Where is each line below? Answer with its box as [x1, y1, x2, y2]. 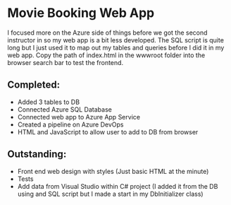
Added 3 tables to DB [17, 98, 80, 106]
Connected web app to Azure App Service [17, 112, 141, 121]
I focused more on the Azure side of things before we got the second [7, 28, 208, 37]
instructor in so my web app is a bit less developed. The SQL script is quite [7, 35, 224, 44]
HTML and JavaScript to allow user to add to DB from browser [17, 127, 199, 136]
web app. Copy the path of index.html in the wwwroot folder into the [7, 51, 206, 59]
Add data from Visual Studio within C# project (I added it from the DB [17, 182, 218, 190]
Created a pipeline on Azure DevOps [17, 120, 124, 129]
